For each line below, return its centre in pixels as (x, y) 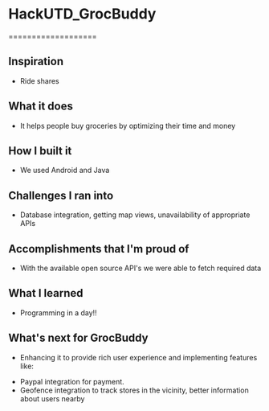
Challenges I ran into (61, 195)
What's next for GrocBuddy (78, 338)
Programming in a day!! (59, 312)
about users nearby (52, 398)
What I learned (46, 293)
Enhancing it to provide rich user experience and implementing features (139, 357)
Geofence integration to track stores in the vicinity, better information (134, 390)
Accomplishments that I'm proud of (99, 249)
